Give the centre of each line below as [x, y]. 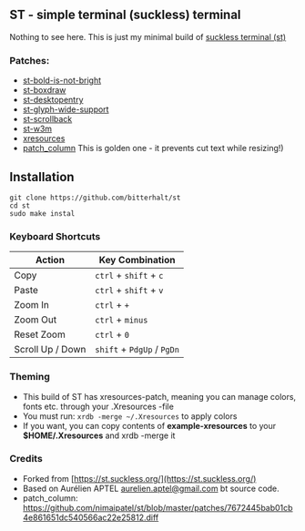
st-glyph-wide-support [66, 109]
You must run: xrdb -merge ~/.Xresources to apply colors [130, 416]
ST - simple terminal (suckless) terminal [125, 15]
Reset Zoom [40, 334]
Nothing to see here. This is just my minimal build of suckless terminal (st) [148, 36]
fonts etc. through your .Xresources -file [98, 406]
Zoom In [32, 305]
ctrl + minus [122, 320]
